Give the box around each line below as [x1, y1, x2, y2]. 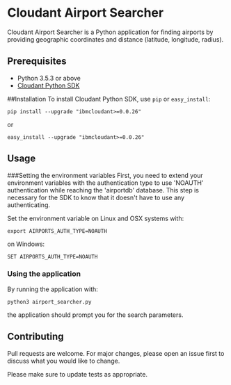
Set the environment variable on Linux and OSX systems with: [7, 214, 184, 222]
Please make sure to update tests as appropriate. [7, 370, 148, 378]
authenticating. [7, 200, 51, 209]
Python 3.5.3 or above [17, 74, 81, 82]
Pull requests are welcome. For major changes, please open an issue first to [7, 349, 225, 357]
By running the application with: [7, 285, 99, 293]
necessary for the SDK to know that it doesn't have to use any [7, 193, 185, 202]
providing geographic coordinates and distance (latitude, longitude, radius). [7, 35, 224, 43]
